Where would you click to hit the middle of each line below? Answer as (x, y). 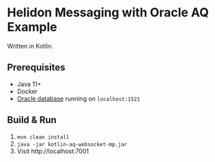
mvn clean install (43, 137)
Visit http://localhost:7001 (53, 151)
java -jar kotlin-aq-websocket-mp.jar (72, 144)
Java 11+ (29, 84)
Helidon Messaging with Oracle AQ (108, 13)
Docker (27, 91)
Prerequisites (36, 67)
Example (32, 27)
